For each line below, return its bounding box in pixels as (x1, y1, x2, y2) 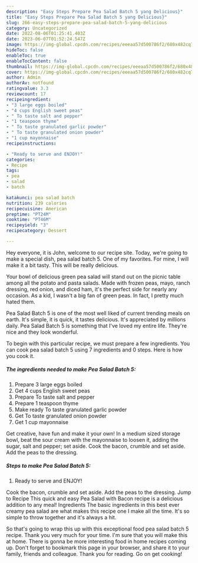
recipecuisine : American (6, 206, 67, 211)
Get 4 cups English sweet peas (14, 387, 90, 394)
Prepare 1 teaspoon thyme (14, 399, 78, 406)
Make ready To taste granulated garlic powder (14, 406, 127, 413)
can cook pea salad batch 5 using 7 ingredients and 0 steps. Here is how (6, 346, 183, 353)
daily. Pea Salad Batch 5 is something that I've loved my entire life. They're (6, 322, 187, 329)
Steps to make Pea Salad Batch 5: (6, 462, 91, 470)
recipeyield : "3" (6, 222, 49, 228)
